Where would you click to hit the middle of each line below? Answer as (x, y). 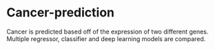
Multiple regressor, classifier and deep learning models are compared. (106, 38)
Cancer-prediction (61, 13)
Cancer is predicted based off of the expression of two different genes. (107, 32)
